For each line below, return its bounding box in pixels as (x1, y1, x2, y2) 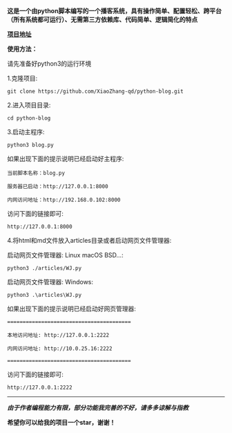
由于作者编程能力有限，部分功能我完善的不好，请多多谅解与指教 (7, 404, 188, 412)
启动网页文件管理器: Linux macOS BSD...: (7, 251, 124, 259)
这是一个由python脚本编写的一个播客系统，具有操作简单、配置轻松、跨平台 (7, 7, 222, 15)
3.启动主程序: (7, 128, 45, 136)
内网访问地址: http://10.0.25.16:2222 (7, 345, 113, 352)
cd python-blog (7, 115, 51, 122)
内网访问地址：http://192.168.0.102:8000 (7, 196, 121, 203)
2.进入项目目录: (7, 101, 51, 109)
